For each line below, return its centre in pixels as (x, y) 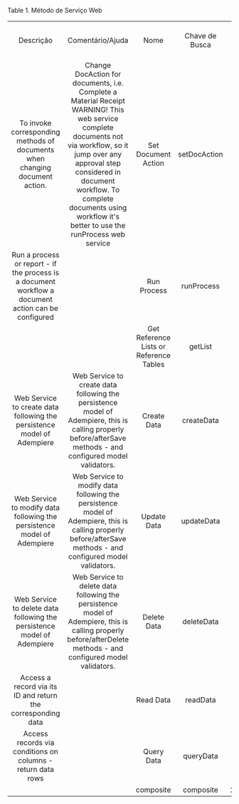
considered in (98, 172)
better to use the (98, 225)
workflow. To (98, 190)
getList (200, 346)
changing (36, 168)
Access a (36, 678)
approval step (98, 163)
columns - (35, 760)
